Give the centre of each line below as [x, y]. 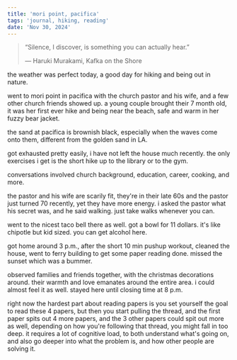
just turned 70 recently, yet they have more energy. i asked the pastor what [117, 203]
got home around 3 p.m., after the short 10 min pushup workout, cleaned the [118, 246]
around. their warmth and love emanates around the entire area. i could [111, 282]
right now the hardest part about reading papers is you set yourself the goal [118, 304]
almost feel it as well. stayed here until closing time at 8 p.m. [95, 290]
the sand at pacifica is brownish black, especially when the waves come [112, 133]
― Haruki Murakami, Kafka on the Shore [83, 61]
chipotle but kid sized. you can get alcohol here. [77, 232]
